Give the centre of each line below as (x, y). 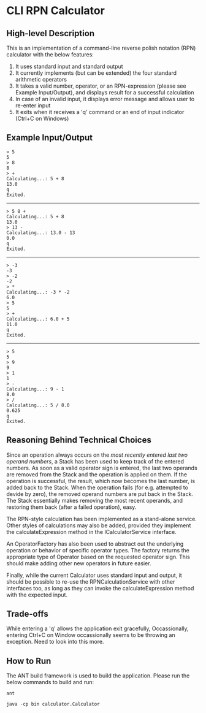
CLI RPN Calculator (56, 11)
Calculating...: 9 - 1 (35, 389)
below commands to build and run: (50, 682)
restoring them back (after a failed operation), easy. (71, 507)
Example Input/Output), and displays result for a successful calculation (105, 92)
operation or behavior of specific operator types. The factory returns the (98, 550)
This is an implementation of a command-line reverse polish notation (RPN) (101, 48)
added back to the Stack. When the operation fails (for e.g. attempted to (97, 487)
